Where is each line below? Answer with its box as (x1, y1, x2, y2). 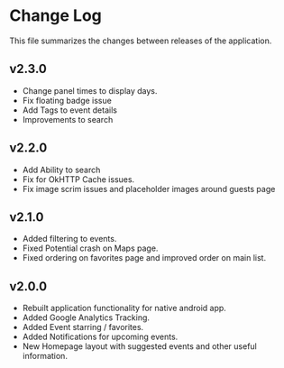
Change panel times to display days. (22, 85, 158, 96)
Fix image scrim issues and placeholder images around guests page (22, 183, 276, 194)
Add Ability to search (22, 164, 101, 175)
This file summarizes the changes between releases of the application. (9, 35, 272, 46)
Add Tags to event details (22, 105, 117, 115)
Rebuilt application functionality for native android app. (22, 303, 227, 314)
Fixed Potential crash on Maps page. (22, 243, 159, 253)
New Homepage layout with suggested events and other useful (22, 341, 257, 352)
